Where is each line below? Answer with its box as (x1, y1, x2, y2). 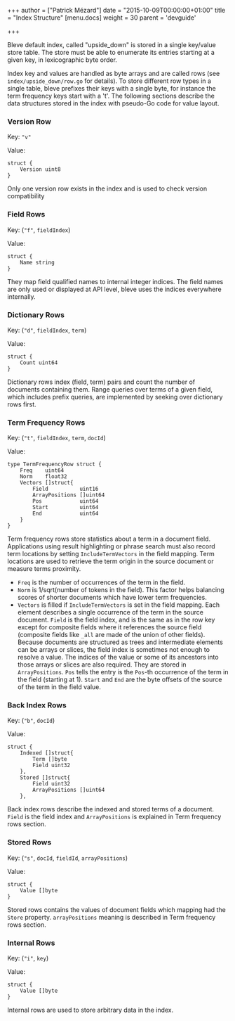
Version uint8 (20, 166, 61, 173)
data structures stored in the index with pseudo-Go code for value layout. (7, 99, 220, 108)
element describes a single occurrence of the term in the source (17, 608, 203, 617)
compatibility (7, 192, 45, 200)
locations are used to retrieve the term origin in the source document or (7, 557, 214, 565)
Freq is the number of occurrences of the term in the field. (17, 578, 186, 586)
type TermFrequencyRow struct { (7, 461, 102, 468)
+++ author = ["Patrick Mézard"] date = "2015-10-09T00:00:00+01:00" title (7, 6, 226, 14)
